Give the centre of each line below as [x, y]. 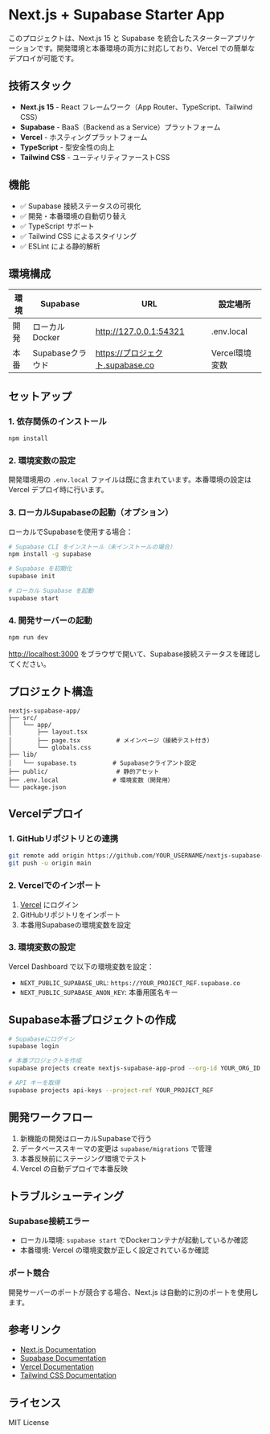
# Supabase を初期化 [40, 569]
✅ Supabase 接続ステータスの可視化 [80, 206]
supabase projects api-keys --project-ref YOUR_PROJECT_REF [111, 1090]
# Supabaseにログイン [41, 1039]
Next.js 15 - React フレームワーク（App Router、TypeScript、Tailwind [136, 107]
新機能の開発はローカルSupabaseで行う [86, 1138]
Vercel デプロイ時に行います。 [58, 490]
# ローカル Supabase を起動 [51, 591]
